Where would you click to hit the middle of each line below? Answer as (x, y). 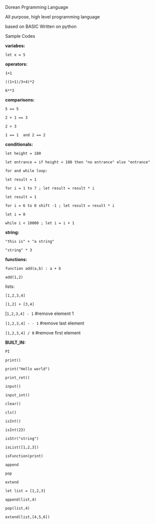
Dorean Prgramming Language (37, 7)
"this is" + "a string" (30, 241)
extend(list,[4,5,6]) (28, 517)
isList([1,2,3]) (22, 447)
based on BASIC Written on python (41, 26)
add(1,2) (14, 277)
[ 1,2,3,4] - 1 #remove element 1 (39, 314)
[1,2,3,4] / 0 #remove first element (43, 333)
